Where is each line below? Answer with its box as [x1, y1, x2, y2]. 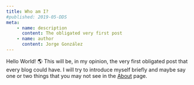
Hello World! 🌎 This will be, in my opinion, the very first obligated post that [6, 57, 188, 64]
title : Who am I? [6, 8, 49, 15]
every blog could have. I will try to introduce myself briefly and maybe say [6, 66, 186, 73]
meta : [6, 19, 19, 25]
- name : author [17, 36, 54, 42]
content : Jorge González [21, 42, 83, 47]
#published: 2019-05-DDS [6, 14, 67, 20]
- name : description [17, 25, 67, 31]
